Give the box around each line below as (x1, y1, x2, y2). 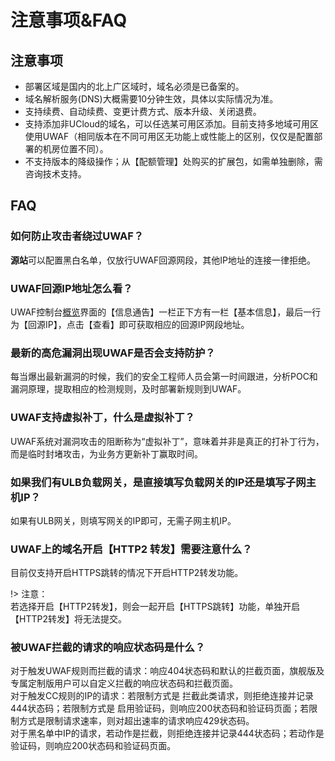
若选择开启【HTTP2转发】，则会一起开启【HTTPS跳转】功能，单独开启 (10, 601, 301, 613)
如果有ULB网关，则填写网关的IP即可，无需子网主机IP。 (10, 514, 237, 526)
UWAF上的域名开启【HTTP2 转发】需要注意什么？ (10, 542, 253, 556)
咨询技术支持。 (24, 168, 87, 180)
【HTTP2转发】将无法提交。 (10, 613, 127, 625)
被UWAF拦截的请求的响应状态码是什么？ (10, 641, 206, 655)
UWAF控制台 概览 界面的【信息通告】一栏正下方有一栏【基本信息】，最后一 (10, 306, 313, 318)
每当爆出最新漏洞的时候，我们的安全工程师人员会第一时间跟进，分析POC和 (10, 371, 318, 383)
